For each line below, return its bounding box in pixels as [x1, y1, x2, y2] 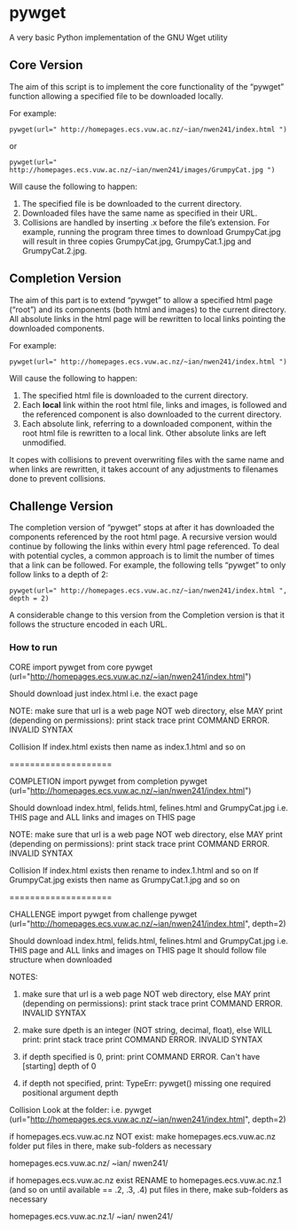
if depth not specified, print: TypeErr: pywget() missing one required [21, 1077, 271, 1088]
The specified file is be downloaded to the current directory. [21, 198, 242, 208]
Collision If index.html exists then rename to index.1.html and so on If [9, 865, 259, 875]
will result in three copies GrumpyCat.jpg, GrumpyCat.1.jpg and [21, 236, 252, 247]
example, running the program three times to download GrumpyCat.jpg [21, 226, 281, 237]
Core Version [9, 58, 83, 73]
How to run [9, 641, 58, 654]
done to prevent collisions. [9, 473, 106, 483]
